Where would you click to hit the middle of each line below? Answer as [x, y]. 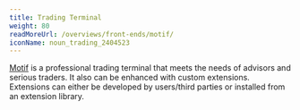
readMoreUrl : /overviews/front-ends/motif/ [92, 34]
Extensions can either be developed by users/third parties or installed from [147, 87]
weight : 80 [30, 26]
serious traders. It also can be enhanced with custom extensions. [130, 78]
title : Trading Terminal [56, 17]
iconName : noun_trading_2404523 [69, 42]
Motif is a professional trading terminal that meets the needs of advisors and [150, 68]
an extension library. [47, 97]
